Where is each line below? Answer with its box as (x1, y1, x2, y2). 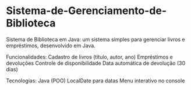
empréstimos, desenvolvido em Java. (6, 42, 96, 49)
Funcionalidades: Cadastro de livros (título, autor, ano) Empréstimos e (6, 53, 173, 60)
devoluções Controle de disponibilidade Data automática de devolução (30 (6, 60, 186, 67)
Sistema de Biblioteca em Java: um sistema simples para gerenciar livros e (6, 36, 185, 43)
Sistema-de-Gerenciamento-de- (6, 4, 167, 18)
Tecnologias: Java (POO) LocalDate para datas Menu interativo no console (6, 77, 185, 84)
